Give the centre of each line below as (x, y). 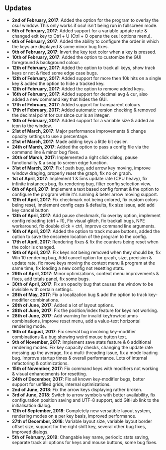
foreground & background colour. (46, 62)
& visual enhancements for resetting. (49, 374)
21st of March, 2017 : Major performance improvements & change (79, 131)
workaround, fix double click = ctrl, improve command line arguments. (84, 226)
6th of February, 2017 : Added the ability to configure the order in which (85, 41)
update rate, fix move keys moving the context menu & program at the (83, 263)
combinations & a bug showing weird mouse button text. (70, 337)
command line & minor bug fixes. (45, 152)
